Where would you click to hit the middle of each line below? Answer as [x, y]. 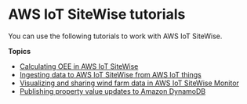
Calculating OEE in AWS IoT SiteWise [79, 66]
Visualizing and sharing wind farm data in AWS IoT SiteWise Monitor [129, 83]
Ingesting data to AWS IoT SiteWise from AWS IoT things [110, 74]
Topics [20, 51]
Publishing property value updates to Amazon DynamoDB [113, 91]
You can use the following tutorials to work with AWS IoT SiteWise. [115, 36]
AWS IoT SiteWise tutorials [97, 14]
